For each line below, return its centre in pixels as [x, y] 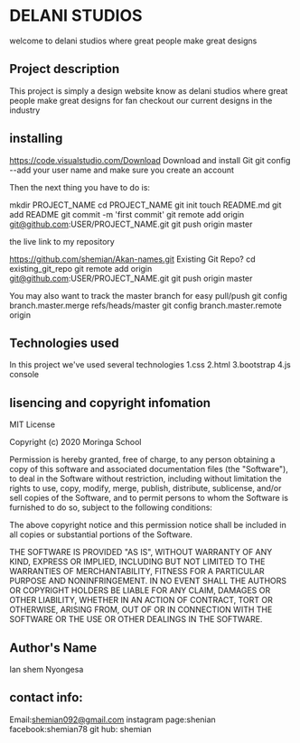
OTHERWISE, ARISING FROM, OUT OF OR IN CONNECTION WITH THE [141, 609]
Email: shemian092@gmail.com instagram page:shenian [113, 720]
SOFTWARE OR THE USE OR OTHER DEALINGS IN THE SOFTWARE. [136, 619]
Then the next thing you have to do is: [80, 187]
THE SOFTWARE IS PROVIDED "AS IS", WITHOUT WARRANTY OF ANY [141, 553]
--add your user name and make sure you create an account [122, 170]
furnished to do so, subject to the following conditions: [111, 507]
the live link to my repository [62, 241]
